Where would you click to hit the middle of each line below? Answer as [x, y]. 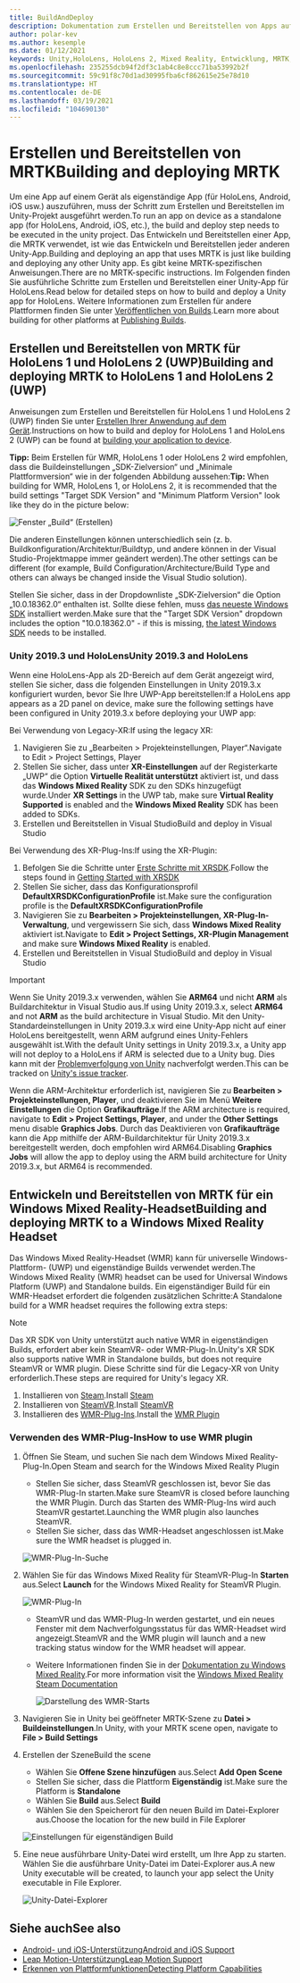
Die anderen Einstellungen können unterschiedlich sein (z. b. [121, 540]
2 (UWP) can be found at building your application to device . [121, 440]
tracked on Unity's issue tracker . [69, 1074]
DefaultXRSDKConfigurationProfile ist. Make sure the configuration [147, 896]
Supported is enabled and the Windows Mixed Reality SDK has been [150, 805]
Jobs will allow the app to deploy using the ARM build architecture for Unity [148, 1157]
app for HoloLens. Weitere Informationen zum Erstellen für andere [130, 301]
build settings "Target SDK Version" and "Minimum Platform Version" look [145, 495]
